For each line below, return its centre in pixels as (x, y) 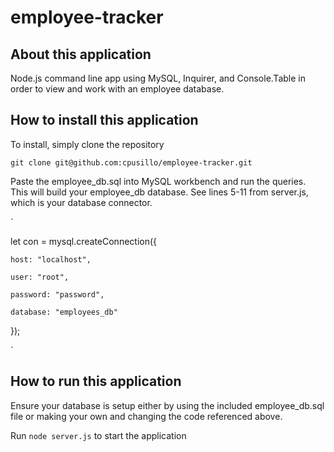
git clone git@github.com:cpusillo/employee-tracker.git (131, 162)
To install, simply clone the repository (87, 144)
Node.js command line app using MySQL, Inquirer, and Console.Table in (158, 78)
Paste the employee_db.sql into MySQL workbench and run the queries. (158, 181)
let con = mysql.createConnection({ (84, 241)
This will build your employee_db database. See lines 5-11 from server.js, (159, 192)
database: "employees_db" (64, 312)
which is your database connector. (81, 202)
